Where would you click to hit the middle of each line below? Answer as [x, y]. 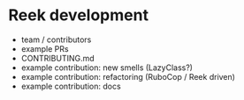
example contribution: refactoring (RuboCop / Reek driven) [128, 76]
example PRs [45, 48]
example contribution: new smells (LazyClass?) [107, 68]
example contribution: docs [71, 86]
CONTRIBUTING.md [57, 58]
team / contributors [56, 39]
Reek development [79, 15]
